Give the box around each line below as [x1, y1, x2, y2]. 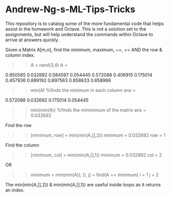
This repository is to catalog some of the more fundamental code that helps [5, 20, 164, 27]
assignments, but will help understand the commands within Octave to [5, 31, 153, 37]
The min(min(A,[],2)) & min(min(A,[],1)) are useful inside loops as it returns [5, 181, 161, 187]
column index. [5, 52, 35, 58]
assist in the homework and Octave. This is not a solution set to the [5, 26, 147, 32]
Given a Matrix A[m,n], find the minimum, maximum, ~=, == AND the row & [5, 46, 162, 53]
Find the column [5, 142, 39, 148]
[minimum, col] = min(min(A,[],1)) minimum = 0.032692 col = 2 [30, 152, 162, 158]
